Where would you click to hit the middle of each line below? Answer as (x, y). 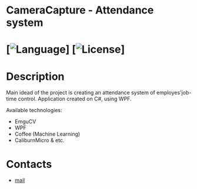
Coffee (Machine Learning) (47, 134)
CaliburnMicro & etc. (39, 140)
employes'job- (174, 93)
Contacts (29, 164)
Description (35, 76)
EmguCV (25, 122)
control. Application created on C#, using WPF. (75, 99)
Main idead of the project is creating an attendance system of (81, 93)
